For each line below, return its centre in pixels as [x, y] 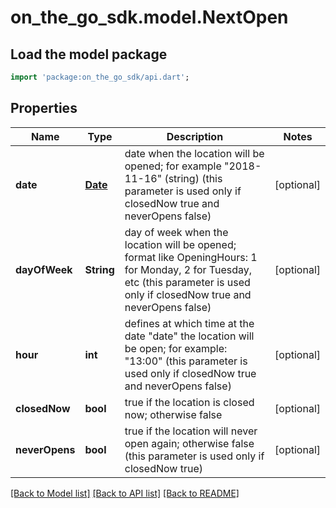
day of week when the [176, 232]
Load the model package [89, 54]
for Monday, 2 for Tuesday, [188, 269]
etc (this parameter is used [187, 282]
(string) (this [193, 178]
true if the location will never [191, 431]
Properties [44, 108]
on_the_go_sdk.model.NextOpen [149, 17]
